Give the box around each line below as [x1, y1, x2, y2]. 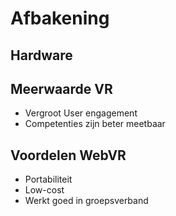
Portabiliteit [24, 173, 73, 186]
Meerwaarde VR [10, 80, 113, 97]
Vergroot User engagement [24, 107, 138, 119]
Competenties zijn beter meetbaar [24, 118, 166, 130]
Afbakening [10, 7, 110, 30]
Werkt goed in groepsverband [24, 195, 149, 207]
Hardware [10, 47, 73, 64]
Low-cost [24, 184, 65, 196]
